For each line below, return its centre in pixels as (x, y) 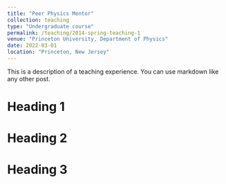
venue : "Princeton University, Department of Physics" (88, 39)
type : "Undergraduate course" (51, 26)
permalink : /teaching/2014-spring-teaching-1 (74, 33)
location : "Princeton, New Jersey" (58, 52)
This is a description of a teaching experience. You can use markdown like (113, 71)
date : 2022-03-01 (32, 45)
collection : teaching (38, 20)
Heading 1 (36, 107)
